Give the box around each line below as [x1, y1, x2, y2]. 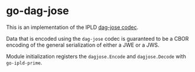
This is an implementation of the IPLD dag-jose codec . [6, 24, 139, 31]
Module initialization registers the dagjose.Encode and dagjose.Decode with [6, 53, 186, 60]
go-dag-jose [6, 4, 69, 18]
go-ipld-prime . [6, 59, 43, 66]
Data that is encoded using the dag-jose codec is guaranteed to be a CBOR [6, 35, 189, 42]
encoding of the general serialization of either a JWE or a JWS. [6, 41, 160, 48]
